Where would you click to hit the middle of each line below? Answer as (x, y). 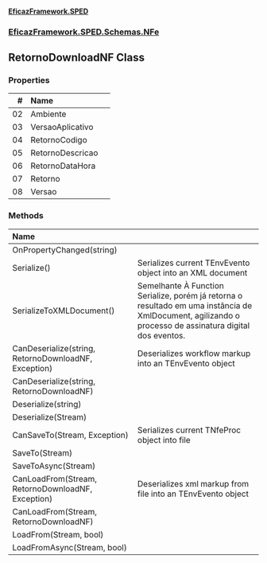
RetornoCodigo (59, 140)
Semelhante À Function (181, 285)
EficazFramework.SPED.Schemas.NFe (84, 32)
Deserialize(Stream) (50, 416)
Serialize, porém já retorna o (190, 295)
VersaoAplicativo (62, 127)
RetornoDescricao (64, 153)
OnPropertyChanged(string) (65, 249)
